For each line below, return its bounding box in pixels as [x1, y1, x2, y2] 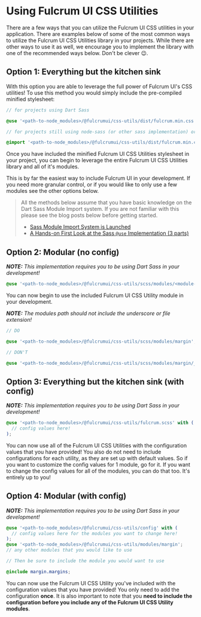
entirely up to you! [6, 473, 51, 480]
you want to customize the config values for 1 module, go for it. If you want [6, 461, 190, 468]
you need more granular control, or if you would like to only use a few [6, 181, 178, 188]
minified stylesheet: [6, 95, 55, 102]
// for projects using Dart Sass [6, 107, 90, 113]
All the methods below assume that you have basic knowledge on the [20, 199, 192, 206]
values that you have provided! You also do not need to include [6, 448, 162, 455]
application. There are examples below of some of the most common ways [6, 30, 190, 37]
